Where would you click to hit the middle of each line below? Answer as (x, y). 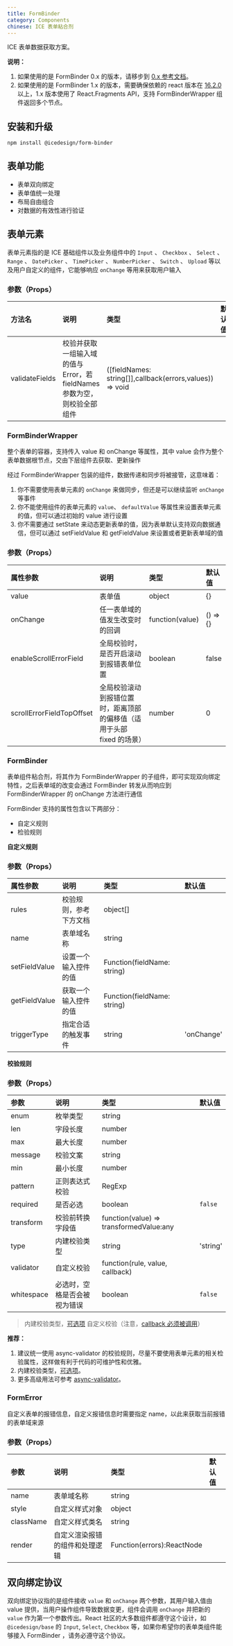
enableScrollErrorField (47, 658)
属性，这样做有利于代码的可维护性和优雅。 (84, 1362)
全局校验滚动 (121, 687)
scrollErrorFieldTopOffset (52, 713)
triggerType (29, 1034)
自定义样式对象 (78, 1509)
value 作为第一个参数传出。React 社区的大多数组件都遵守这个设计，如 (107, 1618)
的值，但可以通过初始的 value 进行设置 (72, 516)
